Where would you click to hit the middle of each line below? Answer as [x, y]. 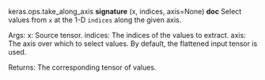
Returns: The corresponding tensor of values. [82, 67]
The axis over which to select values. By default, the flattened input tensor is [133, 44]
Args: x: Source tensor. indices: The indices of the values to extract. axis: [127, 35]
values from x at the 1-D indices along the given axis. [95, 20]
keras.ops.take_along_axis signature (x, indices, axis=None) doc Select [125, 11]
